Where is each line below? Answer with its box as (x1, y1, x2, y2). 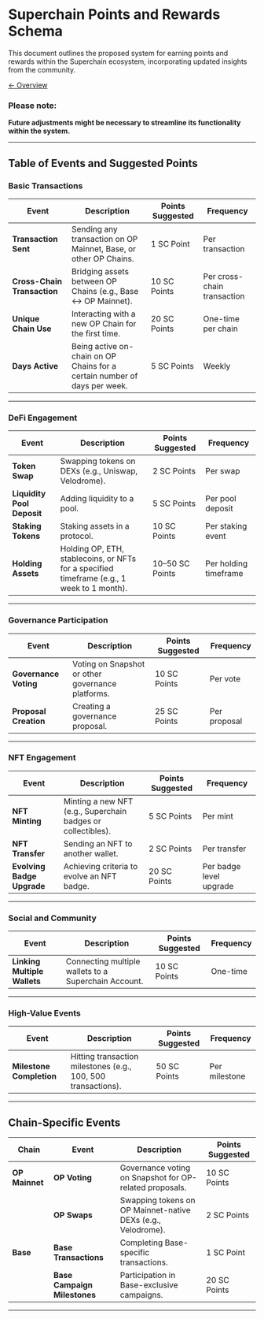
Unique (12, 313, 40, 324)
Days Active (12, 360, 59, 371)
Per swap (205, 466, 240, 477)
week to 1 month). (60, 583, 128, 594)
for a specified (60, 563, 114, 574)
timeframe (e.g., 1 (60, 573, 126, 584)
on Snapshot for (119, 1172, 179, 1183)
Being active (71, 340, 118, 351)
